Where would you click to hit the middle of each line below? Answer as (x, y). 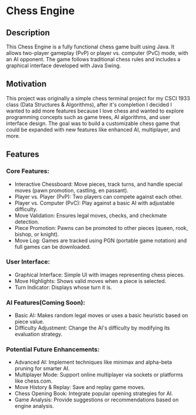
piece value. (29, 322)
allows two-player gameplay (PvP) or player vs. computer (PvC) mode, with (97, 53)
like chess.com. (33, 381)
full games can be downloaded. (53, 246)
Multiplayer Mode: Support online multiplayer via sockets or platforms (99, 375)
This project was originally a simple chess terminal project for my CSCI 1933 (98, 98)
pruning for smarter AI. (42, 368)
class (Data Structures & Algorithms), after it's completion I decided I (89, 104)
